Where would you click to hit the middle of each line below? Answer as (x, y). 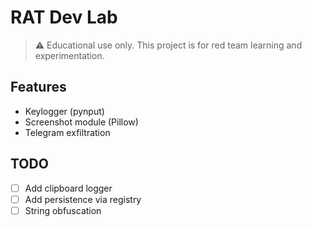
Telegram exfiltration (67, 132)
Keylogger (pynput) (64, 111)
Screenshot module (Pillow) (81, 122)
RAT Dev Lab (64, 17)
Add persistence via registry (83, 199)
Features (38, 87)
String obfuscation (63, 210)
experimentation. (69, 55)
